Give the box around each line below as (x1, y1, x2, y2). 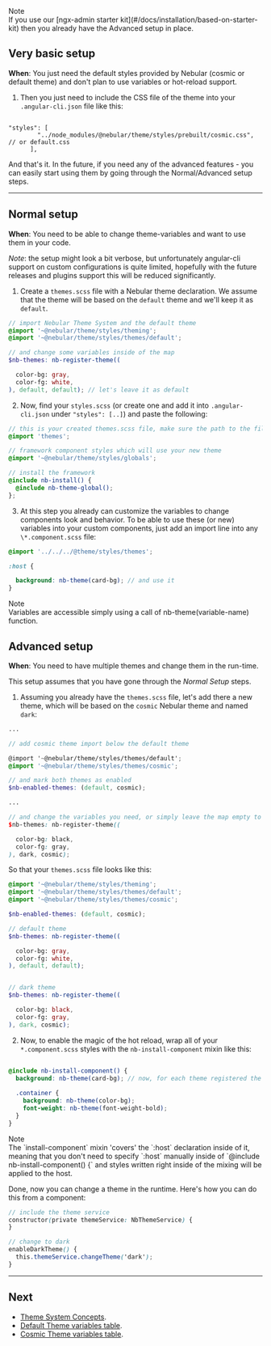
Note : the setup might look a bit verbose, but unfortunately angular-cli (8, 253, 240, 263)
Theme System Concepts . (19, 1312, 107, 1322)
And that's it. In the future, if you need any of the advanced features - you (8, 159, 254, 169)
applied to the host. (8, 1168, 73, 1178)
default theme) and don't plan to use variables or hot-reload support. (8, 77, 238, 87)
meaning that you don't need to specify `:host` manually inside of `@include (8, 1151, 261, 1161)
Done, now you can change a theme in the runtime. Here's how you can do (8, 1183, 257, 1194)
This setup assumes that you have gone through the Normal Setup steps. (8, 676, 252, 686)
